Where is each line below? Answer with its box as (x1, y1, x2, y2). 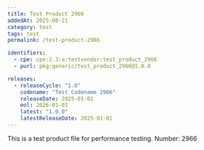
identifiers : (7, 50, 46, 57)
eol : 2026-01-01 (20, 102, 69, 109)
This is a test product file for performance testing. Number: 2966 (7, 134, 198, 142)
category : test (7, 23, 53, 30)
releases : (7, 75, 37, 82)
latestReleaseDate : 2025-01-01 (20, 115, 113, 122)
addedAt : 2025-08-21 (7, 17, 69, 24)
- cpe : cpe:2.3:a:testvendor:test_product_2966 (14, 56, 158, 64)
